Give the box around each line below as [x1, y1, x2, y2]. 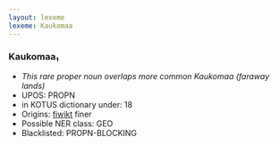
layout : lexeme [8, 12, 65, 22]
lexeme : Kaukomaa [8, 21, 73, 30]
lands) [21, 80, 46, 91]
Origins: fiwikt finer [21, 109, 92, 119]
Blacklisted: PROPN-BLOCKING [21, 127, 138, 138]
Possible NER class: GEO [21, 117, 114, 129]
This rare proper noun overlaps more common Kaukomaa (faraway [21, 70, 270, 81]
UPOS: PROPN [21, 90, 75, 101]
